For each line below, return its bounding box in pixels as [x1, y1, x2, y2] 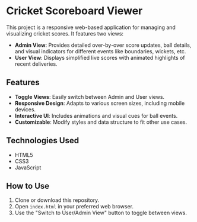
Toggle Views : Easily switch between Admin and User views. [14, 93, 165, 100]
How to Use [6, 181, 50, 191]
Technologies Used [6, 136, 79, 146]
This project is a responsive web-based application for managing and [6, 24, 176, 31]
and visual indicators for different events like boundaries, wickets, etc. [14, 47, 186, 54]
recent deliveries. [14, 60, 58, 67]
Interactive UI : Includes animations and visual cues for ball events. [14, 112, 178, 119]
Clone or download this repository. [14, 197, 100, 204]
